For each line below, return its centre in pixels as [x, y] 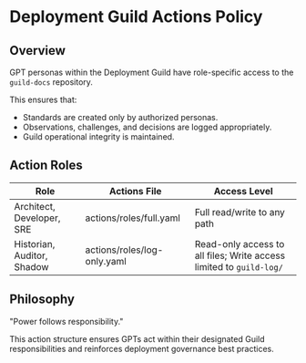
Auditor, [31, 255]
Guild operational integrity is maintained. [98, 137]
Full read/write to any [240, 212]
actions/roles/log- [124, 250]
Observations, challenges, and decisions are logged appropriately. [147, 127]
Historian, [35, 244]
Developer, [37, 218]
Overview [38, 51]
